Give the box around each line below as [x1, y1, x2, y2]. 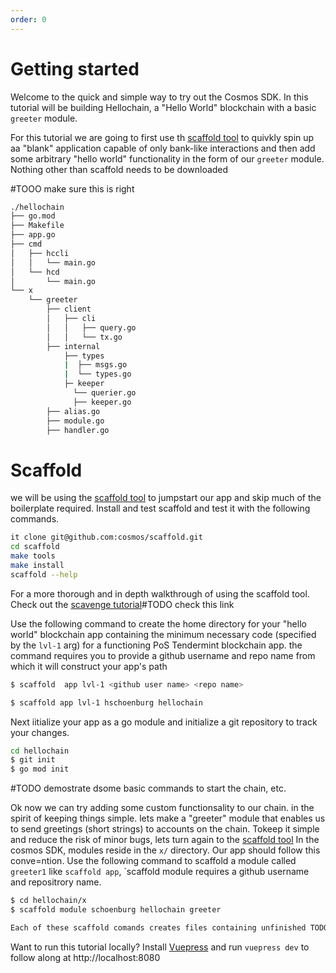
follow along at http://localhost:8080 [10, 951, 161, 963]
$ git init [10, 755, 56, 765]
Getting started [10, 57, 140, 80]
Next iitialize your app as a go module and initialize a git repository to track [10, 716, 318, 728]
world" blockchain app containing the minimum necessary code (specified [10, 628, 317, 640]
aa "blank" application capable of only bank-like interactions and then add [10, 142, 316, 154]
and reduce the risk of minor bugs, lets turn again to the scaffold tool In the [10, 834, 320, 846]
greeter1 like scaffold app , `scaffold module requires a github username [10, 866, 310, 878]
